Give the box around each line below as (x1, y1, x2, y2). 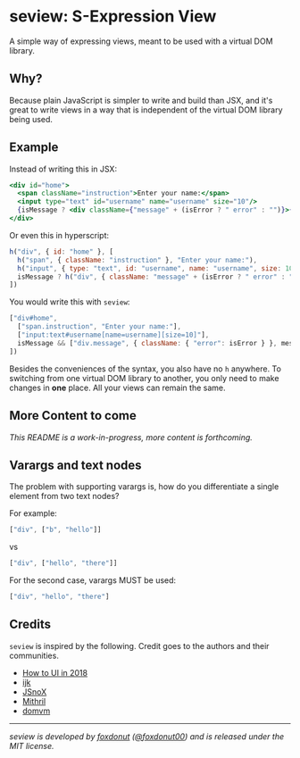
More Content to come (9, 408, 137, 423)
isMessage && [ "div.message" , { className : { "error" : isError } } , (17, 338, 278, 347)
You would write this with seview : (9, 296, 130, 307)
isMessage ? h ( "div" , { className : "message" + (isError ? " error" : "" (17, 272, 297, 281)
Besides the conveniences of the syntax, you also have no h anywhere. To (9, 363, 281, 374)
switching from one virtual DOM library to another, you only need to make (9, 372, 279, 383)
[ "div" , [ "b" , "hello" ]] (9, 525, 102, 535)
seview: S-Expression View (9, 6, 217, 27)
